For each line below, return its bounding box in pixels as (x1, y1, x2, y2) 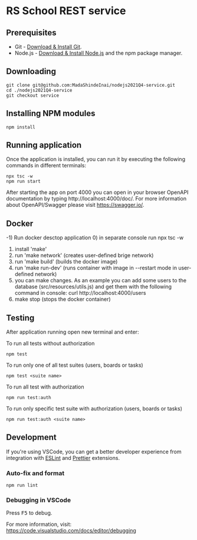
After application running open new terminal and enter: (6, 328, 139, 335)
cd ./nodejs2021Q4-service (6, 87, 73, 93)
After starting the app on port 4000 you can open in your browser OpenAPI (6, 189, 189, 196)
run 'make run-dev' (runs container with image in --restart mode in (14, 264, 177, 272)
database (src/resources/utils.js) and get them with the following (14, 283, 172, 290)
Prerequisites (6, 28, 57, 38)
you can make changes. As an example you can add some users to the (14, 277, 187, 284)
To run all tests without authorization (6, 340, 95, 347)
